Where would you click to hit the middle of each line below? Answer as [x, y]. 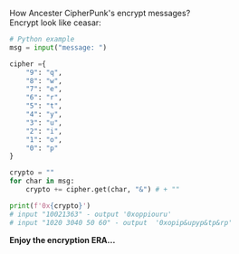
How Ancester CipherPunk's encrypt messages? [100, 13]
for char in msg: [42, 181]
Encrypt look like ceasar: [55, 23]
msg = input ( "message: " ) [58, 47]
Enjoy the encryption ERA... [62, 240]
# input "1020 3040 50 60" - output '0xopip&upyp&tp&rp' [121, 222]
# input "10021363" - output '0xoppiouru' [91, 214]
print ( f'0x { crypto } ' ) [50, 206]
